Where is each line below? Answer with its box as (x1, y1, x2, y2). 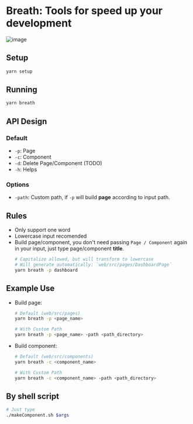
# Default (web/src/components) (14, 354, 94, 360)
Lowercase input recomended (14, 232, 87, 240)
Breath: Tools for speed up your (6, 4, 163, 18)
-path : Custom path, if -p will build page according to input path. (14, 194, 170, 201)
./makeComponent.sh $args (6, 412, 69, 418)
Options (6, 180, 29, 189)
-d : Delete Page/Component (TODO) (14, 160, 102, 166)
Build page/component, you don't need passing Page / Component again (14, 239, 188, 246)
